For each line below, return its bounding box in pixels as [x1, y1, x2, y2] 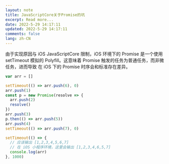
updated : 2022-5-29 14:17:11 [5, 27, 68, 32]
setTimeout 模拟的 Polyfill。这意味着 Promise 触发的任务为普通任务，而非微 [5, 57, 164, 63]
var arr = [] [5, 74, 33, 79]
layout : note [5, 7, 33, 13]
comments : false [5, 31, 40, 36]
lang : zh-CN [5, 36, 31, 42]
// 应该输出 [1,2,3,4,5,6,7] [10, 140, 69, 145]
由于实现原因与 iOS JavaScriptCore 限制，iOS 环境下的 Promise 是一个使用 [5, 51, 163, 57]
